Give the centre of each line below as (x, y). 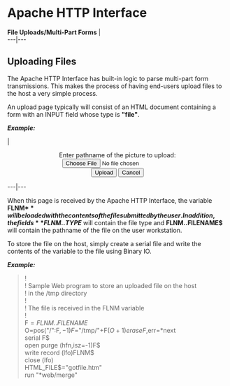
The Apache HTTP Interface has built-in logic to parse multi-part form (108, 78)
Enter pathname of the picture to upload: (117, 155)
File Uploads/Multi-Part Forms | (54, 32)
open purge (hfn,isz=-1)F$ (62, 345)
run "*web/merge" (51, 375)
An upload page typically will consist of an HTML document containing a (112, 107)
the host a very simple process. (52, 93)
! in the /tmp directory (56, 293)
